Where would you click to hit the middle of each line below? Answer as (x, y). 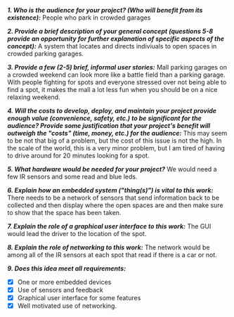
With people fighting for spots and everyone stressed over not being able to (117, 82)
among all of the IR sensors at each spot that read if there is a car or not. (112, 255)
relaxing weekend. (34, 97)
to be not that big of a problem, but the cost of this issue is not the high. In (115, 141)
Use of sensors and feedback (60, 290)
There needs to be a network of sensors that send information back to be (113, 198)
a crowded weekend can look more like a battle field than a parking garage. (116, 75)
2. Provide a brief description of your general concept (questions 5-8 (110, 31)
